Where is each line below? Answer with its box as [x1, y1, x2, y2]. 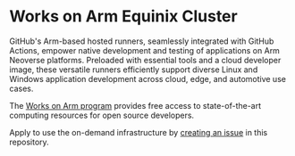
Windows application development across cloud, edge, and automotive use [9, 73, 286, 84]
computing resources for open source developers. [9, 110, 195, 120]
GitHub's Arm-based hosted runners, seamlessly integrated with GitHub [9, 36, 274, 46]
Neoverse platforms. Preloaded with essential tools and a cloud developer [9, 54, 282, 65]
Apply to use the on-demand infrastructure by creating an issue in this [9, 127, 268, 137]
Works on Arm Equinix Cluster [9, 6, 239, 27]
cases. [9, 83, 34, 94]
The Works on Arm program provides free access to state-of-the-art [9, 100, 262, 111]
